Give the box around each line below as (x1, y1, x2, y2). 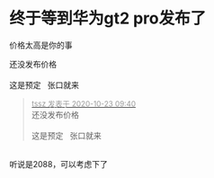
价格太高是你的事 (9, 40, 73, 50)
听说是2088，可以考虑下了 (9, 158, 108, 169)
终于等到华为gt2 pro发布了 (9, 8, 207, 29)
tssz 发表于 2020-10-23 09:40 (31, 98, 137, 109)
